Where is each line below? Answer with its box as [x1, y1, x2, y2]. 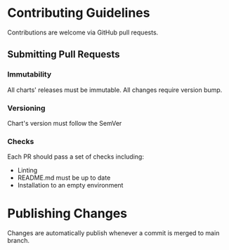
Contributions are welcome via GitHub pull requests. [7, 28, 159, 37]
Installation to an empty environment [17, 181, 124, 190]
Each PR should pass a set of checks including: [7, 152, 144, 161]
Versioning [7, 103, 46, 113]
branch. [7, 237, 30, 245]
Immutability [7, 70, 52, 79]
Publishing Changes [7, 206, 128, 222]
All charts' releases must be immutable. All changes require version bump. [7, 86, 223, 94]
